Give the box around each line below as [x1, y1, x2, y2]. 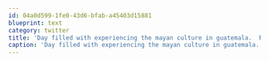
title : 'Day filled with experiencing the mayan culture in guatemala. [8, 33, 252, 42]
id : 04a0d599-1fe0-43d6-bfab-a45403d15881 [8, 11, 152, 20]
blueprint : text [8, 19, 62, 27]
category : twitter [8, 26, 70, 34]
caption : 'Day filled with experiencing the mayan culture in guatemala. [8, 41, 260, 49]
